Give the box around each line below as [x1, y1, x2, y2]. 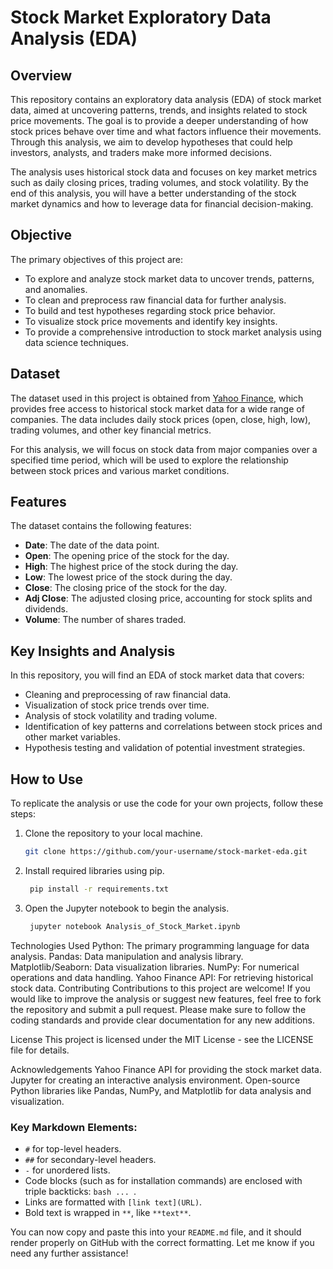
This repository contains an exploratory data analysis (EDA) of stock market [10, 94, 322, 105]
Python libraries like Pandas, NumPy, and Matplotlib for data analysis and [10, 1084, 312, 1096]
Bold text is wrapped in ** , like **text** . [24, 1206, 192, 1218]
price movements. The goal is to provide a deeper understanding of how [10, 115, 309, 126]
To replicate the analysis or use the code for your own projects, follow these [10, 797, 324, 810]
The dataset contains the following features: [10, 520, 192, 532]
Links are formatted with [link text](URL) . [24, 1196, 203, 1208]
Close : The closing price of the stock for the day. [24, 582, 228, 594]
